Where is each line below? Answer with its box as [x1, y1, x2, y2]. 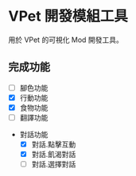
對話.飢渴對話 [31, 150, 76, 159]
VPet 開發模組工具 [8, 7, 129, 25]
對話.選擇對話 [31, 159, 76, 169]
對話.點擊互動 [31, 140, 76, 149]
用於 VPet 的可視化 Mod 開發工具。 [8, 35, 123, 44]
